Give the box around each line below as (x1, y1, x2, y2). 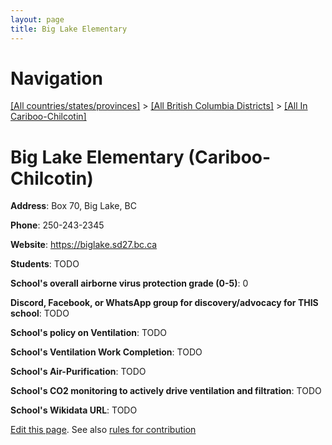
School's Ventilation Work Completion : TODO (10, 346, 203, 358)
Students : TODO (10, 258, 80, 270)
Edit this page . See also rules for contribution (10, 424, 197, 436)
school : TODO (10, 307, 70, 320)
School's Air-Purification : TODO (10, 366, 147, 378)
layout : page (10, 14, 65, 25)
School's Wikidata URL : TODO (10, 404, 138, 416)
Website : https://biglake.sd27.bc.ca (10, 239, 158, 251)
